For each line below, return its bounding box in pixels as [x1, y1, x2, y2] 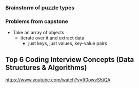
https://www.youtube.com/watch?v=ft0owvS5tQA [5, 77, 111, 83]
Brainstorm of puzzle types [5, 4, 75, 11]
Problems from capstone [5, 17, 68, 25]
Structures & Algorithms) [5, 63, 87, 72]
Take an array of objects [12, 30, 65, 36]
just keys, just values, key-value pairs [28, 40, 107, 47]
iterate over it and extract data [20, 35, 85, 41]
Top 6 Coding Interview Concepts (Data [5, 55, 134, 64]
